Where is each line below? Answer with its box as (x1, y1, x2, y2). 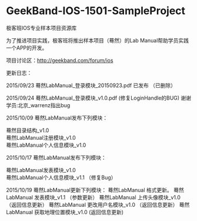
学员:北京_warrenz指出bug (6, 101, 71, 108)
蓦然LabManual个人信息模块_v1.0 (6, 141, 86, 149)
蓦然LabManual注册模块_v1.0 (6, 134, 76, 141)
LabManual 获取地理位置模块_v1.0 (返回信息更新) (6, 208, 124, 216)
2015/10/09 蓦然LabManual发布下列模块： (6, 114, 108, 121)
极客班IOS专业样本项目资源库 (6, 24, 77, 31)
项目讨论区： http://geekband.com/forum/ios (6, 57, 113, 64)
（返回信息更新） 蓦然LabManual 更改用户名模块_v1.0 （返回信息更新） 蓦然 (6, 201, 190, 208)
